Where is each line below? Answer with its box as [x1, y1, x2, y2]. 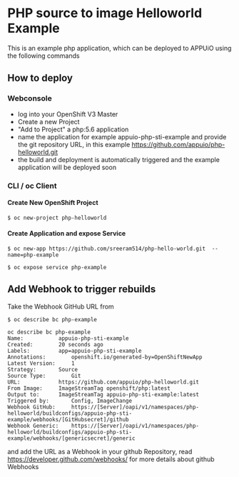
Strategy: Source [7, 366, 78, 373]
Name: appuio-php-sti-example [7, 334, 130, 342]
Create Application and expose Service [7, 229, 126, 238]
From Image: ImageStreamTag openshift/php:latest [7, 384, 171, 392]
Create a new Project [17, 117, 80, 126]
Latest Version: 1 [7, 359, 75, 367]
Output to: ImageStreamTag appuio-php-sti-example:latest [7, 391, 200, 398]
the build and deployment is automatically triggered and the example [17, 155, 220, 164]
